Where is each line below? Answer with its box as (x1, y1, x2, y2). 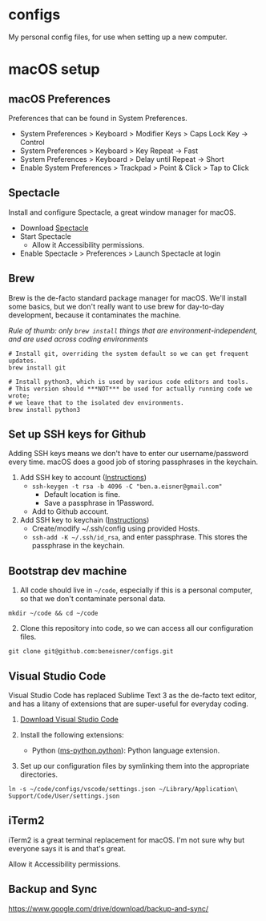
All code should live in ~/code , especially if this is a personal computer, (19, 585, 253, 595)
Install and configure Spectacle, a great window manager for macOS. (8, 207, 236, 217)
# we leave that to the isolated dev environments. (8, 398, 184, 406)
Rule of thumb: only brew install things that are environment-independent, (8, 325, 258, 335)
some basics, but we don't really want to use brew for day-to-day (8, 301, 224, 311)
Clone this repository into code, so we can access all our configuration (19, 624, 254, 633)
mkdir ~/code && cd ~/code (8, 609, 99, 618)
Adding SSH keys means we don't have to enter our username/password (8, 449, 249, 458)
